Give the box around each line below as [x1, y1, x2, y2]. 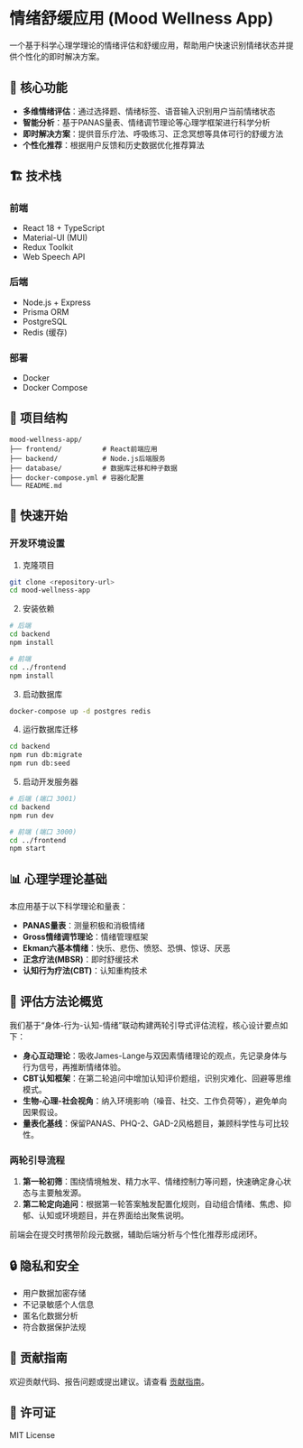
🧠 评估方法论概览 [9, 994, 104, 1010]
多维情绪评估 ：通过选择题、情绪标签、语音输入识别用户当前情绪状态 [22, 106, 276, 116]
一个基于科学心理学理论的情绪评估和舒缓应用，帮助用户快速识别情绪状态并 [9, 40, 286, 51]
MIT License [9, 1429, 56, 1440]
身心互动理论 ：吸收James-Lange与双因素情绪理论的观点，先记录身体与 [22, 1050, 288, 1061]
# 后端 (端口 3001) [9, 795, 78, 804]
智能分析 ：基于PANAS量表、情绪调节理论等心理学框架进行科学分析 [22, 116, 271, 127]
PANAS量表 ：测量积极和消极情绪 [22, 920, 146, 931]
